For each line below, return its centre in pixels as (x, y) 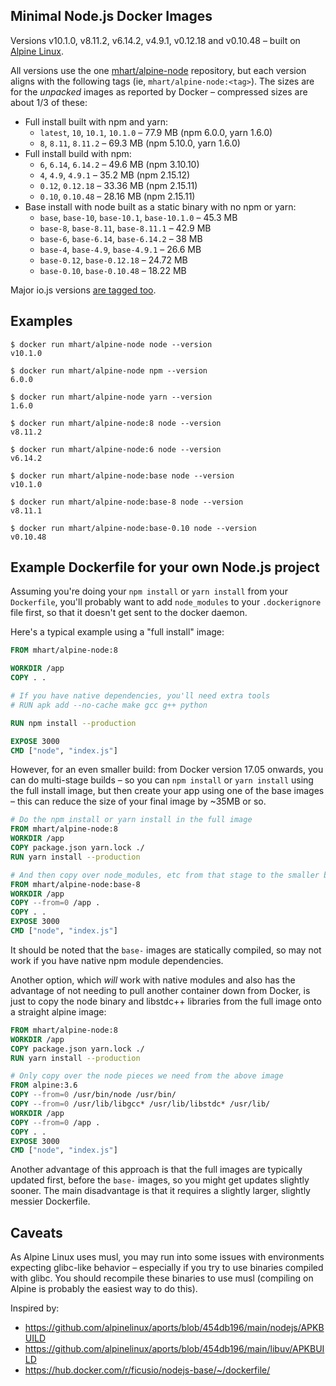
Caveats (36, 1232)
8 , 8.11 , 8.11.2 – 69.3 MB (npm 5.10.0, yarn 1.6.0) (140, 143)
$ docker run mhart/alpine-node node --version (111, 344)
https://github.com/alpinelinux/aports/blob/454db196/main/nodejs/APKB (174, 1328)
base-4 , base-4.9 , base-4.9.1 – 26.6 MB (120, 249)
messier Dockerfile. (50, 1201)
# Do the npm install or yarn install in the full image (131, 820)
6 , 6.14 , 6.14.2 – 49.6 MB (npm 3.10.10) (119, 164)
